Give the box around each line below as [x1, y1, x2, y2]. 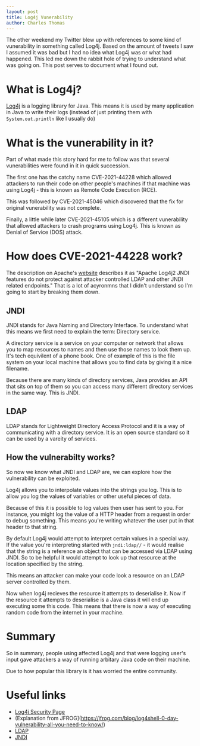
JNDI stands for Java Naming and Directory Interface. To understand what [6, 322, 189, 329]
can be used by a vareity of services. [6, 435, 97, 442]
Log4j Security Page [14, 708, 65, 715]
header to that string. [6, 523, 58, 530]
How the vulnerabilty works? [6, 453, 115, 463]
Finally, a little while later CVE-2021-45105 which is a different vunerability [6, 216, 188, 223]
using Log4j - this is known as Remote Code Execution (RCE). [6, 186, 157, 194]
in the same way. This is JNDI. [6, 389, 80, 396]
